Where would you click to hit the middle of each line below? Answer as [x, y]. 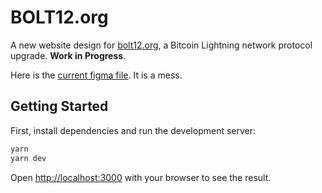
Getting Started [59, 106]
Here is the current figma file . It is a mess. [96, 75]
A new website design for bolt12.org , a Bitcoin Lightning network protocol [161, 45]
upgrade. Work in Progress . [68, 55]
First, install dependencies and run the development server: [133, 130]
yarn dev [28, 158]
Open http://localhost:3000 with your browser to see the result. [141, 177]
